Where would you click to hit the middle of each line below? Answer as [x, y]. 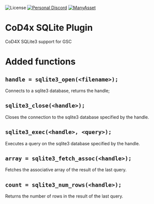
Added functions [40, 62]
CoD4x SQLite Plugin [49, 28]
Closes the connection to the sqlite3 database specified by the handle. [77, 117]
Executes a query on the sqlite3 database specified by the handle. [73, 143]
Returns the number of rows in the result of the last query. [64, 196]
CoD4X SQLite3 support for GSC [38, 41]
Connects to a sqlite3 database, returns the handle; [57, 91]
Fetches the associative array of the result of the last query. [66, 170]
